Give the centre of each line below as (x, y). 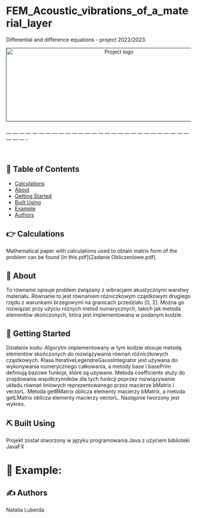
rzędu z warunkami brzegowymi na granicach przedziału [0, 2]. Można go (95, 303)
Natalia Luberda (25, 510)
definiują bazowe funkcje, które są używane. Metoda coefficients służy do (96, 373)
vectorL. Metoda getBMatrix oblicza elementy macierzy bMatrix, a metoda (96, 391)
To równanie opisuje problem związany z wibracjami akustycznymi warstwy (98, 290)
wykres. (16, 404)
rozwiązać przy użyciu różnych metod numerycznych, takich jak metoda (94, 309)
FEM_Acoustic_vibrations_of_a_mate (97, 11)
